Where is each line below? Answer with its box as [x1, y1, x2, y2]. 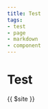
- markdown [7, 36, 38, 43]
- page [7, 29, 26, 37]
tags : [7, 17, 23, 23]
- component [7, 42, 41, 49]
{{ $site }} [7, 95, 36, 103]
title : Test [7, 10, 41, 17]
